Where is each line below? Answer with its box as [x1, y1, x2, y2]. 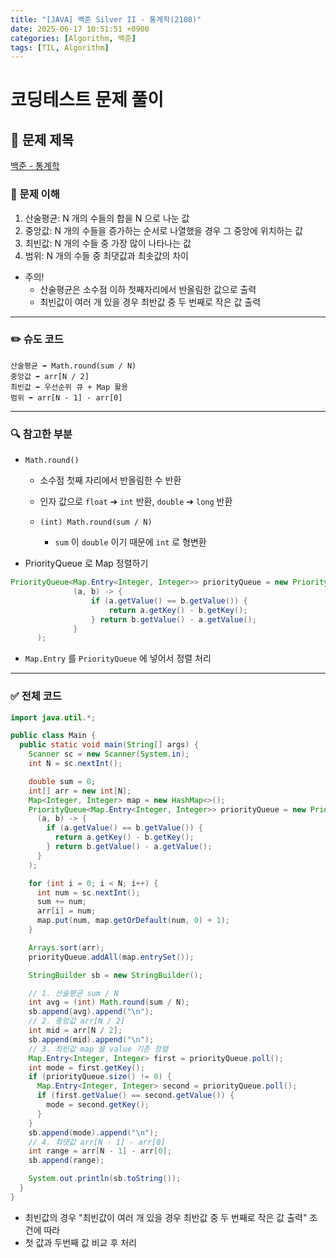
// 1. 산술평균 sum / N [28, 988, 119, 998]
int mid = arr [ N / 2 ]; [28, 1026, 123, 1036]
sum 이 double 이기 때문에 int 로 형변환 [54, 536, 207, 548]
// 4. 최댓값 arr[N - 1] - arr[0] [28, 1137, 166, 1147]
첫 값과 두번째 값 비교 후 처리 [24, 1236, 137, 1248]
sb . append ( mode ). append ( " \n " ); [28, 1127, 159, 1138]
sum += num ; [36, 897, 87, 907]
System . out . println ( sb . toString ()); [28, 1174, 182, 1184]
